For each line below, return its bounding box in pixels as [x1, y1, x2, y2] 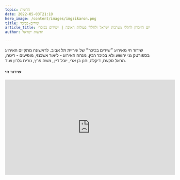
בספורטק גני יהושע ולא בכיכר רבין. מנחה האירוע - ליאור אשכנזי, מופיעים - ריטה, [5, 52, 150, 58]
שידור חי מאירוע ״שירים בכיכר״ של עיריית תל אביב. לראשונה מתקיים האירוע [5, 47, 143, 53]
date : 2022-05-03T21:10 [5, 12, 53, 16]
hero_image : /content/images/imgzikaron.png [5, 16, 97, 21]
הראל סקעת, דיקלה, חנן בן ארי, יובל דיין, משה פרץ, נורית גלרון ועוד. [5, 58, 126, 63]
